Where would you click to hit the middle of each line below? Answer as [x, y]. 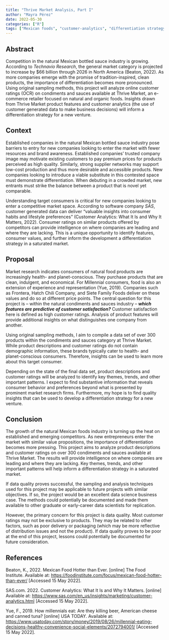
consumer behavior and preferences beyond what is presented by [74, 387]
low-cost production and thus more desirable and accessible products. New [84, 169]
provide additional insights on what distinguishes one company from [76, 319]
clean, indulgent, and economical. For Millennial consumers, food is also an [83, 282]
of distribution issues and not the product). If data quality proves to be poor [83, 531]
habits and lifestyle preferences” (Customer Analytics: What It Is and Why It [84, 217]
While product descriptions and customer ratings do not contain [72, 345]
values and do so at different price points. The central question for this [78, 298]
